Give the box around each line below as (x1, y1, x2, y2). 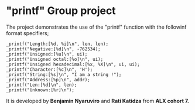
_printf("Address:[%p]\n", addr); (6, 77, 91, 82)
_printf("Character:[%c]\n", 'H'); (6, 66, 93, 73)
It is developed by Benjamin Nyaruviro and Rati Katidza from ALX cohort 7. (6, 97, 189, 104)
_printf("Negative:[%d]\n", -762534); (6, 46, 101, 52)
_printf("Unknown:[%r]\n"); (6, 87, 75, 93)
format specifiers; (6, 29, 49, 36)
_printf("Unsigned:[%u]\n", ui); (6, 51, 88, 57)
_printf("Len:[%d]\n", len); (6, 82, 77, 88)
